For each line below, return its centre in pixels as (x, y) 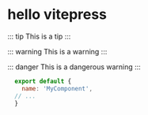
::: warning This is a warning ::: (57, 51)
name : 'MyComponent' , (57, 88)
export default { (43, 81)
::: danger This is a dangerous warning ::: (74, 67)
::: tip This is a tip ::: (39, 36)
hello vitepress (57, 15)
